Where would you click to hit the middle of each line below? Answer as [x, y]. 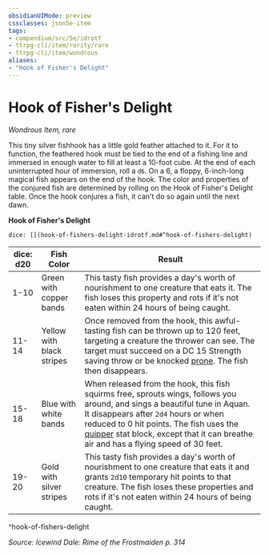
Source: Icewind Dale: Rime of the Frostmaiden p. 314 [97, 542]
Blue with [59, 404]
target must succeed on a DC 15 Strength [163, 351]
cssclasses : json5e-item [50, 23]
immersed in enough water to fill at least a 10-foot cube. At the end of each [132, 162]
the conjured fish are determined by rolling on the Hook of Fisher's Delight [131, 187]
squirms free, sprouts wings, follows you [161, 393]
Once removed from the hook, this [149, 320]
